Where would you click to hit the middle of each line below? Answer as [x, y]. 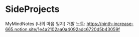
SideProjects [32, 9]
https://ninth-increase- [110, 23]
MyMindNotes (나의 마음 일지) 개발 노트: [45, 23]
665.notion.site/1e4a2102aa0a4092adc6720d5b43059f [63, 29]
